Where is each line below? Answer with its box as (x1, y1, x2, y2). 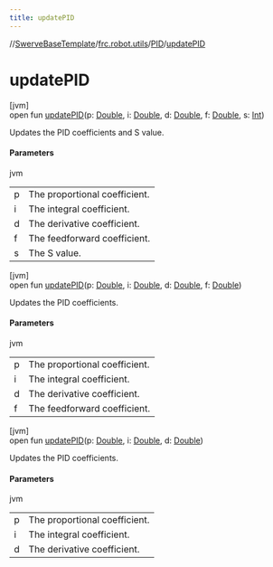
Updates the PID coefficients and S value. (9, 127, 165, 137)
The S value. (28, 246, 81, 259)
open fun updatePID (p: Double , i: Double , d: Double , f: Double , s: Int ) (9, 109, 265, 120)
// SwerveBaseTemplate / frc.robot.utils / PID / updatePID (9, 38, 206, 49)
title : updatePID (9, 13, 75, 23)
